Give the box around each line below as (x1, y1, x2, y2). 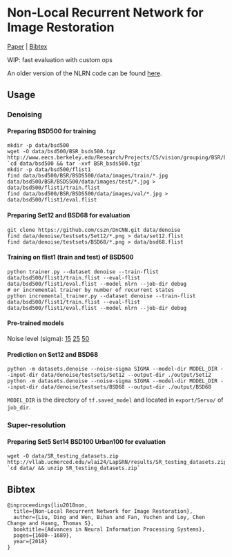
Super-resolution (7, 420, 66, 430)
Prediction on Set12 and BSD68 (7, 350, 99, 358)
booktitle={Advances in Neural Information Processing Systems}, (13, 526, 206, 533)
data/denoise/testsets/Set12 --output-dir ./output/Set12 (41, 371, 212, 379)
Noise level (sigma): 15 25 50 (7, 335, 90, 343)
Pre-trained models (7, 319, 64, 327)
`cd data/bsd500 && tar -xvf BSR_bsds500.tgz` (7, 160, 144, 167)
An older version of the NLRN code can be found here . (7, 69, 162, 77)
